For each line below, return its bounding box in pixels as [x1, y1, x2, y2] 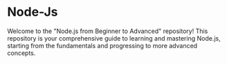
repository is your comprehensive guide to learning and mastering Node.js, [7, 34, 221, 42]
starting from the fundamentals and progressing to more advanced [7, 41, 198, 50]
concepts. [7, 49, 36, 57]
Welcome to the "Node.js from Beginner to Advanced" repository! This [7, 27, 208, 35]
